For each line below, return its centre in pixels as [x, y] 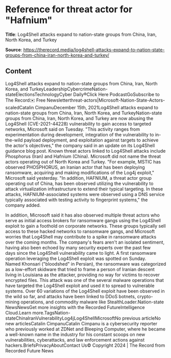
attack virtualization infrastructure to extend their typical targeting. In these [84, 189]
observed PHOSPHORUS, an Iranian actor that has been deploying [75, 167]
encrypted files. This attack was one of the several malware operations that [85, 280]
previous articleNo [141, 318]
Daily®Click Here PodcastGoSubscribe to [116, 94]
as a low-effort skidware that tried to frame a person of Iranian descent [80, 269]
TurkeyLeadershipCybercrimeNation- [69, 89]
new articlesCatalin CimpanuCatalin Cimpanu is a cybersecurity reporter [81, 323]
